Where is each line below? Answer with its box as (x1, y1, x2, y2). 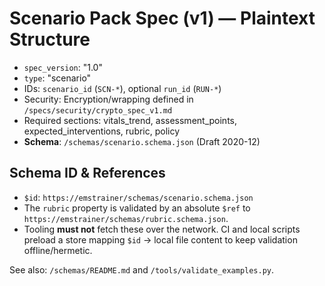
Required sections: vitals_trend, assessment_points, (23, 114, 238, 126)
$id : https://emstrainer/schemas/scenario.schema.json (23, 191, 254, 203)
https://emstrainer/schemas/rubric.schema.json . (23, 212, 229, 224)
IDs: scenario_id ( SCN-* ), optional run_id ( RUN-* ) (23, 82, 222, 94)
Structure (9, 28, 91, 51)
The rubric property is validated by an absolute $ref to (23, 202, 251, 214)
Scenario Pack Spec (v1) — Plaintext (9, 7, 316, 30)
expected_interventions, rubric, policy (23, 125, 181, 137)
